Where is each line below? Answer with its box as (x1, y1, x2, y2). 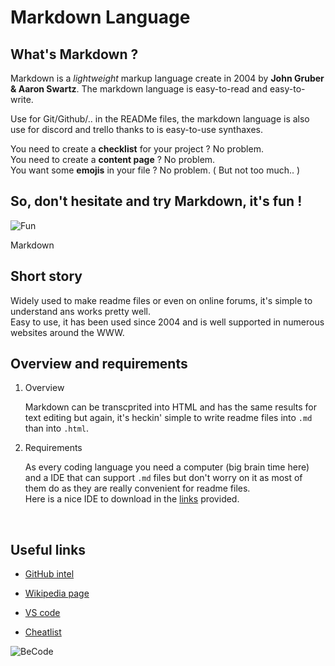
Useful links (10, 541, 87, 558)
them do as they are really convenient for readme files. (24, 482, 251, 495)
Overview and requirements (10, 356, 188, 373)
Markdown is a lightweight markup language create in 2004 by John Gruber (10, 72, 325, 84)
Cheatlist (24, 626, 62, 638)
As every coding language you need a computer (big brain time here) (24, 461, 310, 473)
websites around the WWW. (10, 326, 125, 338)
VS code (24, 607, 61, 619)
